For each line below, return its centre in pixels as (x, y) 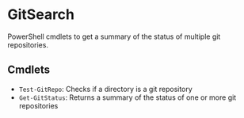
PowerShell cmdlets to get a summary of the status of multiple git (114, 36)
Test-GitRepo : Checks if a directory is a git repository (106, 89)
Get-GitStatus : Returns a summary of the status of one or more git (128, 97)
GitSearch (41, 15)
